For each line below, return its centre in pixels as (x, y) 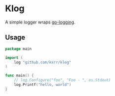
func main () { (20, 76)
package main (18, 49)
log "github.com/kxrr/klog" (43, 62)
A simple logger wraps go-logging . (40, 22)
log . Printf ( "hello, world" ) (43, 85)
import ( (14, 58)
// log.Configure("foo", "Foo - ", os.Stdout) (62, 80)
